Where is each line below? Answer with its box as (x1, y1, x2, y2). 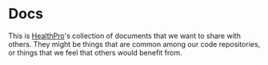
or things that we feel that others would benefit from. (8, 48, 182, 57)
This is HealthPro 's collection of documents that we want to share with (8, 31, 242, 40)
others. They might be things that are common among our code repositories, (8, 39, 261, 48)
